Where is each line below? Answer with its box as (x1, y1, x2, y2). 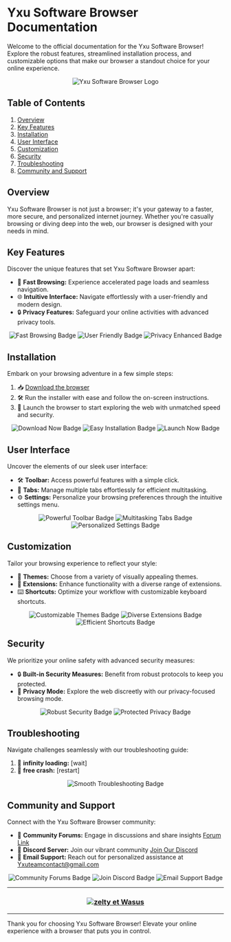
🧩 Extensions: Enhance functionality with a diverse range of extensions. (16, 579, 222, 588)
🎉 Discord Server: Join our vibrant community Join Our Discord (16, 846, 198, 854)
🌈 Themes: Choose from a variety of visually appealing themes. (16, 572, 199, 581)
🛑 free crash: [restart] (16, 766, 80, 774)
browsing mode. (16, 694, 64, 702)
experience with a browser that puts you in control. (7, 926, 151, 935)
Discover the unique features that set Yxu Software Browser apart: (7, 265, 196, 273)
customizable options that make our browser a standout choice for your (7, 56, 210, 65)
